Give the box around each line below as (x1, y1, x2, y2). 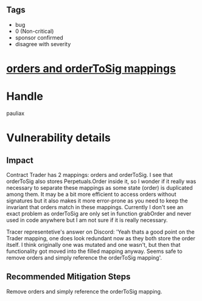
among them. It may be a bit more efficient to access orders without (6, 190, 176, 198)
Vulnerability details (6, 131, 111, 145)
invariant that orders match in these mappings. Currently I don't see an (6, 203, 184, 210)
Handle (6, 89, 44, 103)
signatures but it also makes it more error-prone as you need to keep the (6, 197, 188, 204)
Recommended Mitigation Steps (6, 272, 131, 282)
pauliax (6, 109, 25, 117)
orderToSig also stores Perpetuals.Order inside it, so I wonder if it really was (6, 178, 197, 185)
